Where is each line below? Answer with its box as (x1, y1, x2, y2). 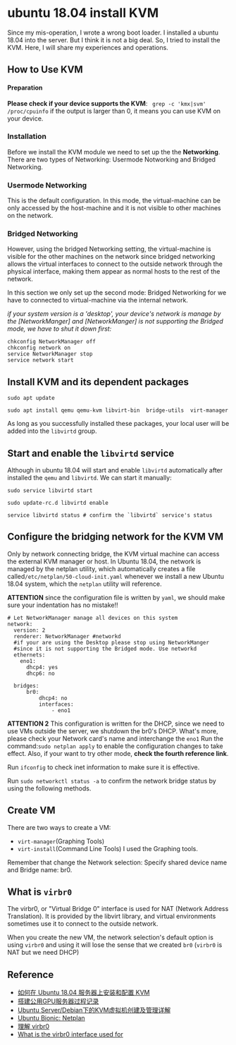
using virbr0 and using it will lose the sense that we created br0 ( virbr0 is (7, 941, 223, 949)
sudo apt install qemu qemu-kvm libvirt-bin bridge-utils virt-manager (7, 407, 229, 414)
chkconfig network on (7, 344, 71, 352)
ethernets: (13, 651, 46, 659)
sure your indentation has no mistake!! (7, 601, 118, 609)
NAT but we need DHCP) (7, 948, 80, 957)
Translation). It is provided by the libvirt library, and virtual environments (7, 912, 216, 921)
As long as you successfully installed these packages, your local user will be (7, 420, 230, 428)
